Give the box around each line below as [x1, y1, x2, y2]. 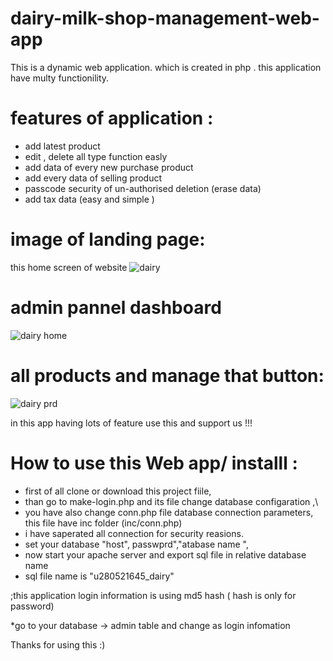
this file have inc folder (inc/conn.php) [24, 517, 183, 529]
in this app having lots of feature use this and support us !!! [10, 417, 253, 429]
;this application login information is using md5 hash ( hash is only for [10, 589, 297, 601]
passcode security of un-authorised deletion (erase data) [24, 182, 262, 194]
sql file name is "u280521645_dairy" [24, 570, 175, 582]
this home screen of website [10, 261, 128, 273]
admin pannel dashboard [10, 297, 222, 319]
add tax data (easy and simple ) [24, 193, 155, 205]
